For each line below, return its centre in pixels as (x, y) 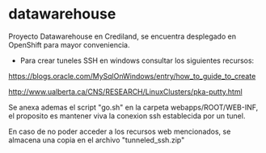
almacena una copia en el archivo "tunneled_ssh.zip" (97, 140)
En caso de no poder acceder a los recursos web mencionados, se (120, 131)
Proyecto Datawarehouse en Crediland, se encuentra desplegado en (122, 36)
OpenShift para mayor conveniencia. (69, 44)
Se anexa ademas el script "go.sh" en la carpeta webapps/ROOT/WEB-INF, (133, 107)
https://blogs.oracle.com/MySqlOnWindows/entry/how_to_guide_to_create (132, 76)
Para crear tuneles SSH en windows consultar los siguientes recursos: (137, 60)
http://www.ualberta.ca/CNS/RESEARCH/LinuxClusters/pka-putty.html (125, 91)
